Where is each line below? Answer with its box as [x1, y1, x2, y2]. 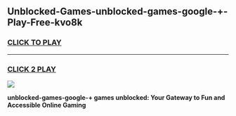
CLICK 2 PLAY [7, 64, 56, 74]
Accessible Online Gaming [7, 101, 86, 109]
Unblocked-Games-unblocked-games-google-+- [7, 6, 228, 18]
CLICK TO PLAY [7, 38, 62, 48]
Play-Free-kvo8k [7, 17, 83, 29]
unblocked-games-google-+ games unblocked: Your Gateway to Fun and [7, 93, 225, 101]
